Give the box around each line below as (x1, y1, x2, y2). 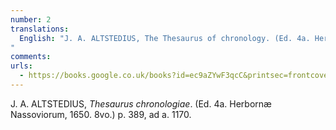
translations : (10, 24, 70, 34)
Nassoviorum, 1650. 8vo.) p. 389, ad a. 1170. (10, 108, 192, 120)
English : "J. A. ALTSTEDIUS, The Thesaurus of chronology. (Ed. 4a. (19, 33, 311, 43)
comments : (10, 52, 52, 62)
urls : (10, 61, 33, 71)
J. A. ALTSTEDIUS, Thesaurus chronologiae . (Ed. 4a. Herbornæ (10, 97, 272, 110)
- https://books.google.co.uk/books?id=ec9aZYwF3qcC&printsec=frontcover (19, 71, 333, 81)
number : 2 (10, 14, 52, 25)
